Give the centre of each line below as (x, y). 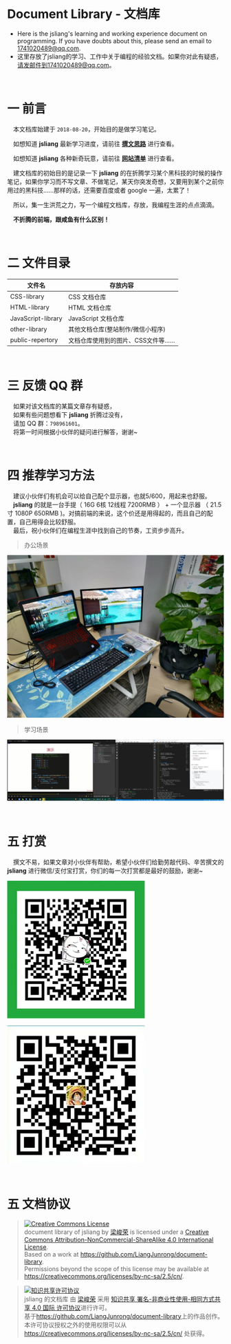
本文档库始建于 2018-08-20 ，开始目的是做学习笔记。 (87, 129)
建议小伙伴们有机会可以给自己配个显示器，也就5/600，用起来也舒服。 (112, 495)
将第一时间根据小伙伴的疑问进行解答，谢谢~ (76, 432)
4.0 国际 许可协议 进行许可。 (71, 1308)
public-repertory (34, 340)
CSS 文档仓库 (87, 297)
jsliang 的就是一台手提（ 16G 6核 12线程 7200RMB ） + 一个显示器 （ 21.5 (118, 504)
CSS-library (27, 297)
